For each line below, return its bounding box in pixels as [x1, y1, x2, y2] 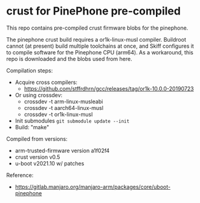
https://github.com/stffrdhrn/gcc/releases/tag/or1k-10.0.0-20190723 [24, 85, 195, 92]
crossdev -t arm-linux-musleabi [24, 98, 103, 105]
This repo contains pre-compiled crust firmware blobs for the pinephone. [6, 24, 189, 31]
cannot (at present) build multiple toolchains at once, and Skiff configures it [6, 42, 195, 50]
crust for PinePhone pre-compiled [6, 4, 181, 18]
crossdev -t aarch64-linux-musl [24, 104, 104, 111]
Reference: [6, 171, 34, 179]
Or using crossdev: [15, 91, 63, 98]
